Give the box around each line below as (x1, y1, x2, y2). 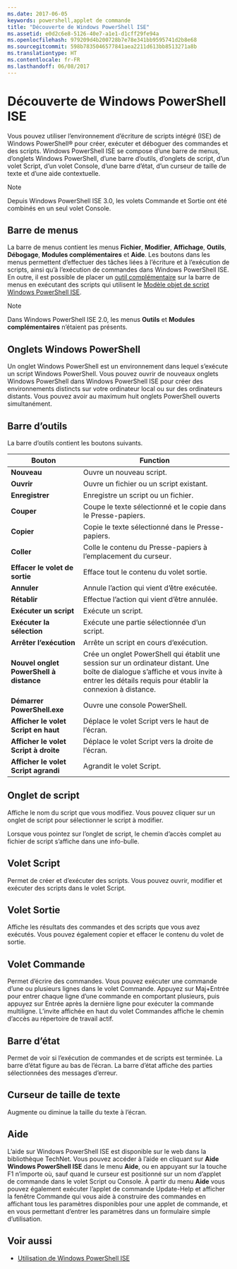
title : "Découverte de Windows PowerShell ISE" (7, 23, 150, 30)
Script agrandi (11, 766, 60, 775)
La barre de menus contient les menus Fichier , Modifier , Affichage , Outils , (7, 243, 227, 251)
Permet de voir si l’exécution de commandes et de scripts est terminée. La (7, 1054, 223, 1062)
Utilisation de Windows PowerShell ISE (17, 1253, 130, 1262)
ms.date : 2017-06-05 (7, 10, 68, 18)
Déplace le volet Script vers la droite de (83, 737, 214, 746)
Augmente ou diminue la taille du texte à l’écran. (7, 1107, 147, 1116)
